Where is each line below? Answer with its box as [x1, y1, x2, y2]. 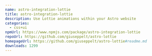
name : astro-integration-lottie [5, 7, 71, 12]
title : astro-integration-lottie [5, 12, 73, 17]
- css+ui [9, 25, 27, 30]
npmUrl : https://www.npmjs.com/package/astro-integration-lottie [5, 30, 140, 35]
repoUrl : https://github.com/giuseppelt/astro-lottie [5, 35, 117, 39]
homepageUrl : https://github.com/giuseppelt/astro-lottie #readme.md [5, 39, 147, 44]
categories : [5, 20, 29, 26]
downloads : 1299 [5, 43, 38, 48]
